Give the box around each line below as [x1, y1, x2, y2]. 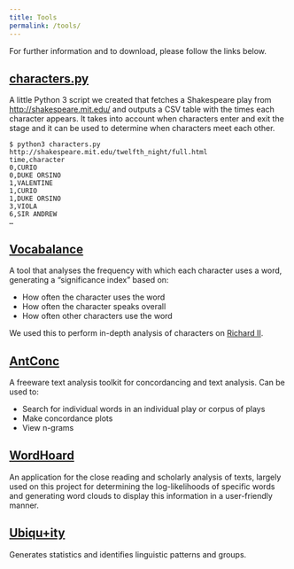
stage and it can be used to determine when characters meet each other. [9, 123, 275, 134]
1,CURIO [9, 187, 38, 196]
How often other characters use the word [21, 311, 173, 322]
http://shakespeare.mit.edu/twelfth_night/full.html [9, 148, 208, 157]
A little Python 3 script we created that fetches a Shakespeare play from [9, 95, 272, 105]
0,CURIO [9, 163, 38, 173]
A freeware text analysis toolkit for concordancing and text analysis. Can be [9, 377, 285, 387]
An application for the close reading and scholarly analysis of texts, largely [9, 472, 282, 482]
